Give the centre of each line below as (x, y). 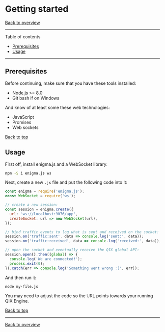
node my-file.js (22, 286)
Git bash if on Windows (36, 98)
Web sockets (25, 127)
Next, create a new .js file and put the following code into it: (66, 182)
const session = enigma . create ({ (39, 209)
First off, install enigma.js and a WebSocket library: (56, 164)
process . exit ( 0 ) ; (27, 263)
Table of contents (23, 37)
